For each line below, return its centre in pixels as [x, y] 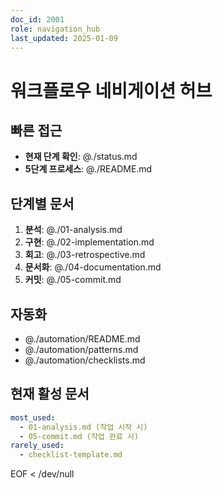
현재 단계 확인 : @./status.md [81, 157]
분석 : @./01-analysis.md [73, 230]
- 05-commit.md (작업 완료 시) [79, 436]
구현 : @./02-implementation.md [89, 242]
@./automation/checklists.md [85, 360]
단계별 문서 [42, 203]
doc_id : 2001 [37, 19]
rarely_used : [37, 446]
